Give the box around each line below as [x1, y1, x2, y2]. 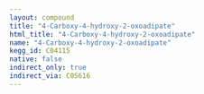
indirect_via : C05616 [9, 72, 91, 81]
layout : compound [9, 13, 75, 22]
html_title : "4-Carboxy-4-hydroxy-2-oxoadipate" [9, 30, 196, 38]
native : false [9, 55, 63, 64]
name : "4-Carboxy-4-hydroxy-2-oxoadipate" [9, 38, 172, 47]
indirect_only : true [9, 64, 88, 73]
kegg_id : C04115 [9, 47, 70, 56]
